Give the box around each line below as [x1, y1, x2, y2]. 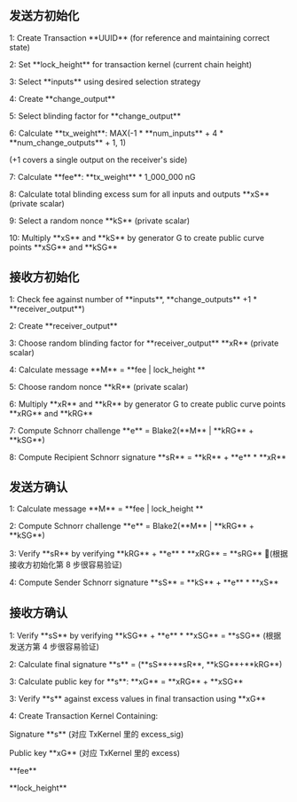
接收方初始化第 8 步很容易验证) [9, 559, 122, 570]
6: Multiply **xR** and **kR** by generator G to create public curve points [9, 398, 286, 409]
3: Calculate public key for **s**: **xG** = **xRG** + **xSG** [9, 676, 244, 687]
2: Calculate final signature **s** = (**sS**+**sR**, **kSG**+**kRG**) [9, 659, 283, 670]
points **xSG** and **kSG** [9, 242, 118, 253]
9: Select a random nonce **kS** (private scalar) [9, 215, 191, 226]
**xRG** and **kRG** [9, 408, 93, 418]
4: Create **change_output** [9, 93, 116, 104]
